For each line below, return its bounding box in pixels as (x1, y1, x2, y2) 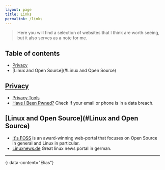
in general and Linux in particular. (12, 140, 80, 146)
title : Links (5, 12, 32, 17)
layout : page (5, 7, 32, 12)
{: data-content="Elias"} (5, 159, 54, 165)
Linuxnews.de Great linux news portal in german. (12, 145, 111, 151)
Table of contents (5, 49, 60, 57)
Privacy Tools (12, 95, 40, 101)
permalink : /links (5, 16, 43, 21)
